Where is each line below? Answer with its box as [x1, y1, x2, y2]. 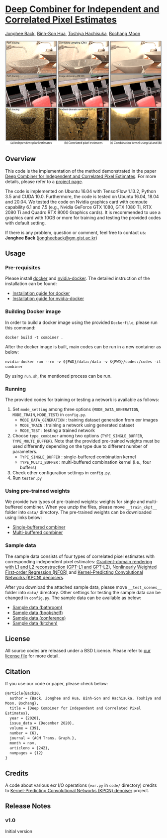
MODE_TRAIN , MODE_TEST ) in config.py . [12, 412, 86, 418]
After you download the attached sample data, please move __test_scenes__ [5, 584, 162, 590]
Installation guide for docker [12, 290, 71, 297]
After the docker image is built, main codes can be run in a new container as [5, 343, 162, 349]
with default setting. [5, 220, 46, 226]
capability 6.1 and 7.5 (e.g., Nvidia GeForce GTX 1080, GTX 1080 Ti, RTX [5, 204, 152, 210]
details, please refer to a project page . [5, 178, 83, 185]
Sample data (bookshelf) [12, 610, 63, 616]
